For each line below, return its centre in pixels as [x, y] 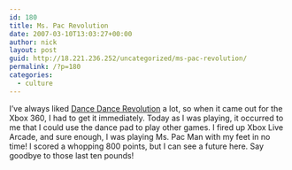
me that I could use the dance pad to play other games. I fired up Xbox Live [146, 127]
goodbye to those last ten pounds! [72, 155]
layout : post [33, 50]
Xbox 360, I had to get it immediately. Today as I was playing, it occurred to [146, 118]
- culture [35, 83]
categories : [31, 75]
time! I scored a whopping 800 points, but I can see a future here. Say [136, 146]
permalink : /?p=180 [45, 67]
